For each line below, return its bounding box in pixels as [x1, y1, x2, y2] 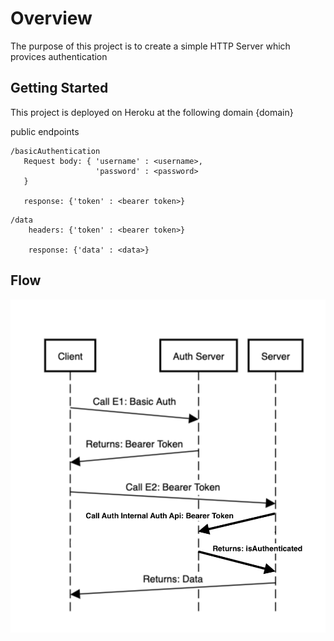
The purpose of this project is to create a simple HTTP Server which [10, 40, 291, 52]
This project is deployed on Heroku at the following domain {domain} [10, 106, 294, 118]
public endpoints [10, 125, 80, 137]
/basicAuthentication [10, 146, 101, 156]
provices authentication [10, 50, 108, 62]
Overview [10, 7, 93, 30]
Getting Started [10, 80, 109, 97]
